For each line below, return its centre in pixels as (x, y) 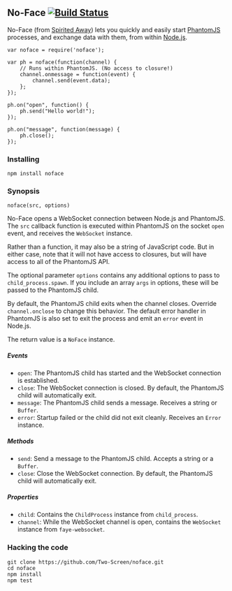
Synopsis (23, 191)
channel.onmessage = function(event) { (78, 74)
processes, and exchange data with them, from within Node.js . (97, 37)
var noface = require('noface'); (56, 50)
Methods (21, 441)
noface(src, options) (39, 206)
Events (17, 356)
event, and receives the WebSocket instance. (70, 233)
